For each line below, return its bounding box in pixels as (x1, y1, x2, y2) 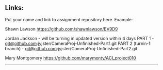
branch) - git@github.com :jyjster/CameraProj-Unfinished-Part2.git (5, 45, 138, 51)
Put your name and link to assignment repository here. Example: (5, 16, 133, 22)
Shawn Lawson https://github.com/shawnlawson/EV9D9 (5, 26, 118, 32)
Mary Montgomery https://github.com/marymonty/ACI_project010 (5, 55, 136, 61)
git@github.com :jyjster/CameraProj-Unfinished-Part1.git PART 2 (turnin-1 (5, 41, 151, 46)
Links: (5, 4, 24, 12)
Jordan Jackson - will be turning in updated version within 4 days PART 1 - (5, 35, 154, 41)
